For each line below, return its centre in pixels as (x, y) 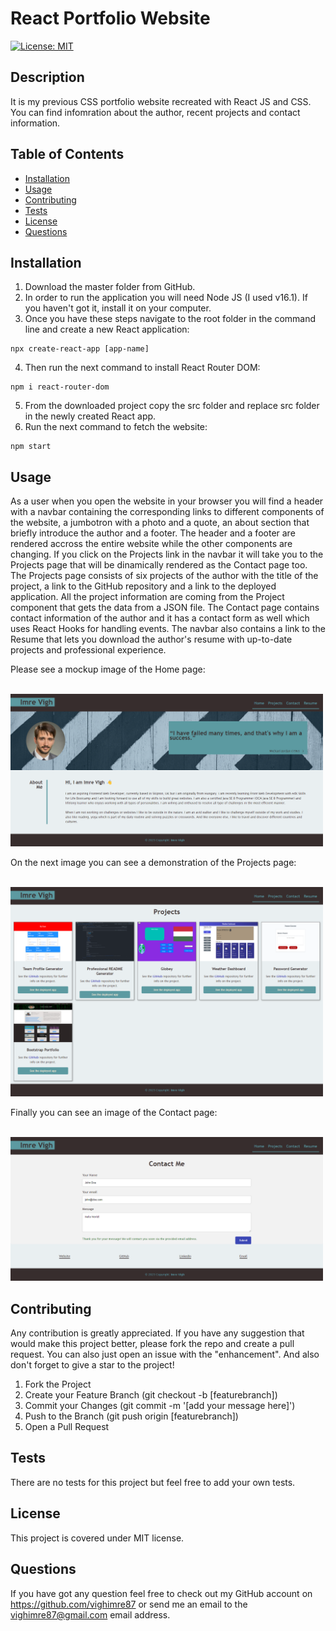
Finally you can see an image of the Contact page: (114, 1112)
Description (47, 77)
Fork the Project (58, 1384)
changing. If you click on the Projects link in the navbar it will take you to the (167, 554)
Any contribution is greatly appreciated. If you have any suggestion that (157, 1333)
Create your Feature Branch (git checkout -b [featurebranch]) (151, 1395)
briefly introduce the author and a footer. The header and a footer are (153, 533)
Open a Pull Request (67, 1427)
